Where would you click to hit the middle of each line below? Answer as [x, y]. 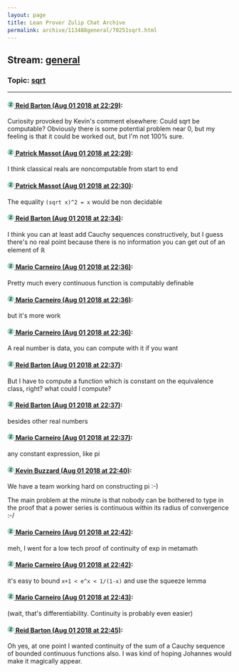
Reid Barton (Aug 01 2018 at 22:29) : [69, 105]
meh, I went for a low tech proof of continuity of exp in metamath [102, 548]
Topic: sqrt [27, 80]
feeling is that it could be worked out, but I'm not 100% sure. [96, 136]
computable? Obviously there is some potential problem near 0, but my [111, 129]
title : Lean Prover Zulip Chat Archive [67, 22]
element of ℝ [26, 250]
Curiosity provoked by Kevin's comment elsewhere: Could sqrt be [104, 121]
